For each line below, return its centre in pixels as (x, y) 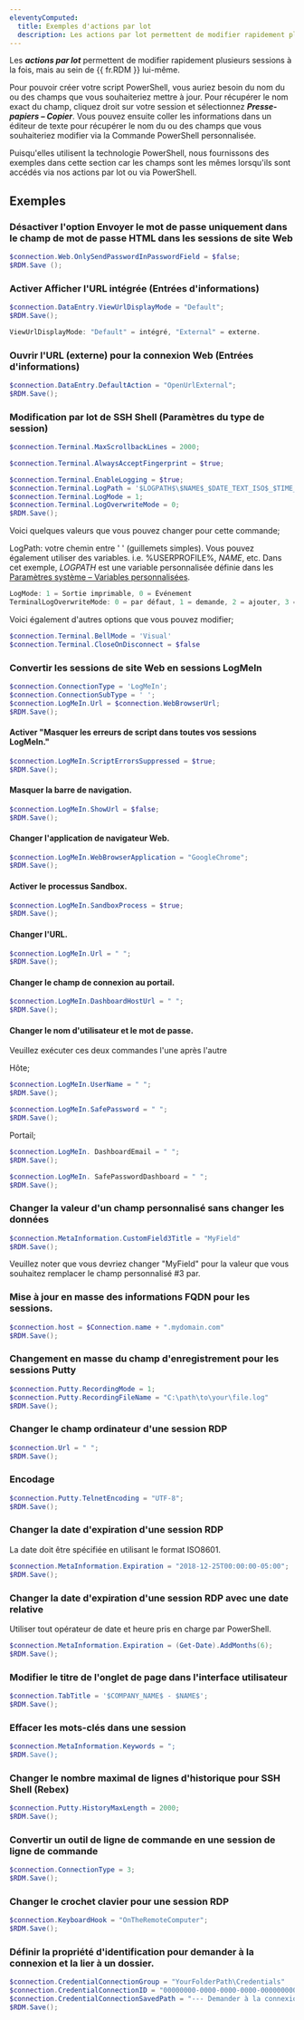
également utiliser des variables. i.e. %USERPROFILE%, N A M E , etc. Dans (146, 558)
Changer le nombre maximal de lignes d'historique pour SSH (145, 1778)
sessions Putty (43, 1371)
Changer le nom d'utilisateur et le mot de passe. (102, 1030)
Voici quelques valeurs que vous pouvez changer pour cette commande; (145, 531)
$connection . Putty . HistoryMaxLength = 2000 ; (95, 1808)
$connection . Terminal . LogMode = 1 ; (76, 496)
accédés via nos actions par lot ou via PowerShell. (103, 172)
